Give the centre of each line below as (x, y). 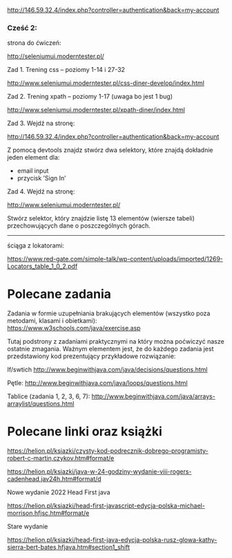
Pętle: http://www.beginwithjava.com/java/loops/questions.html (97, 383)
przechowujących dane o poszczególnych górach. (79, 226)
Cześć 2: (22, 28)
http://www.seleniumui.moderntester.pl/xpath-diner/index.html (96, 110)
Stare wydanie (28, 527)
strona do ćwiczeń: (34, 43)
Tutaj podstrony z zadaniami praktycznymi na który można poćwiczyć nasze (116, 342)
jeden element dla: (33, 158)
